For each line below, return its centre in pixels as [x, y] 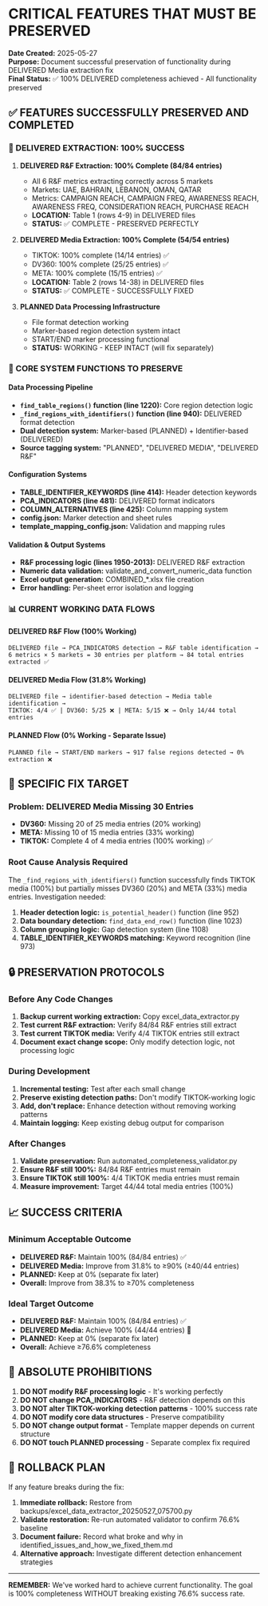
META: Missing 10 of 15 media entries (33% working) [107, 832]
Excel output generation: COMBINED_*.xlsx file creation [112, 579]
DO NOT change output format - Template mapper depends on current [137, 1425]
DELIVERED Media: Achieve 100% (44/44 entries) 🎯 [105, 1330]
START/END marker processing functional [100, 339]
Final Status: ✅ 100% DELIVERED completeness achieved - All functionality [133, 78]
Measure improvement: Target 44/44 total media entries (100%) [126, 1186]
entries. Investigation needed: [57, 896]
